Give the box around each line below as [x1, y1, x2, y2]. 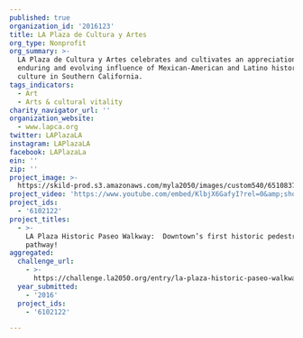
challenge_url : [17, 257, 75, 267]
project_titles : [9, 214, 70, 224]
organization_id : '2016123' [9, 22, 115, 31]
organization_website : [9, 114, 95, 123]
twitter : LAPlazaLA [9, 131, 83, 140]
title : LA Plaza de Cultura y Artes [9, 30, 147, 39]
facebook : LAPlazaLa [9, 147, 87, 156]
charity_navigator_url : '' [9, 106, 111, 115]
